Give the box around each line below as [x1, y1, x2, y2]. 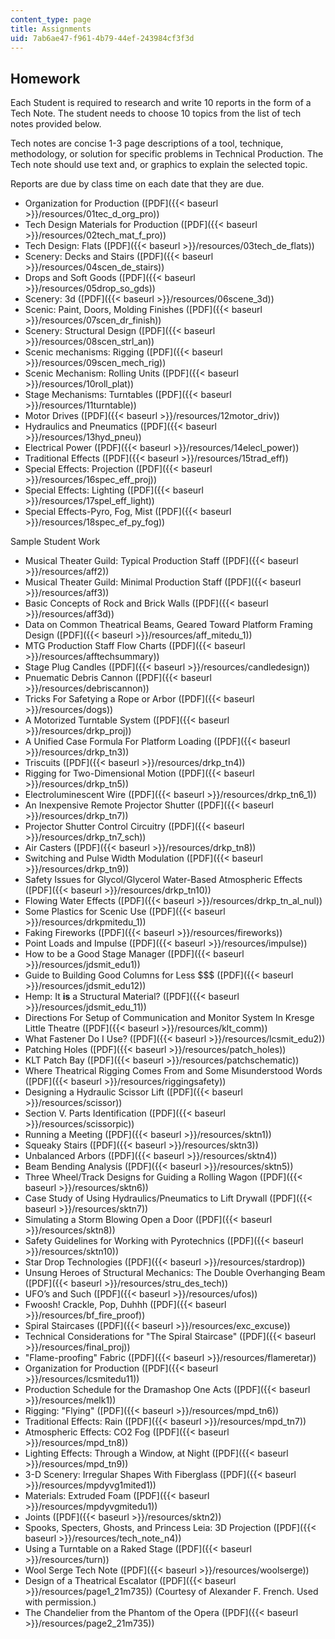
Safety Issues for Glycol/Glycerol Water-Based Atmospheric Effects [24, 874, 303, 886]
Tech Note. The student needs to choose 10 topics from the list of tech [10, 107, 302, 120]
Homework [10, 70, 81, 87]
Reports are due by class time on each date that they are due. [10, 178, 265, 190]
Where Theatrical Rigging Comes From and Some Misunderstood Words [24, 1065, 323, 1077]
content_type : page [10, 14, 92, 25]
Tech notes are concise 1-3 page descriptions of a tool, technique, [10, 137, 284, 150]
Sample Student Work [10, 536, 101, 548]
